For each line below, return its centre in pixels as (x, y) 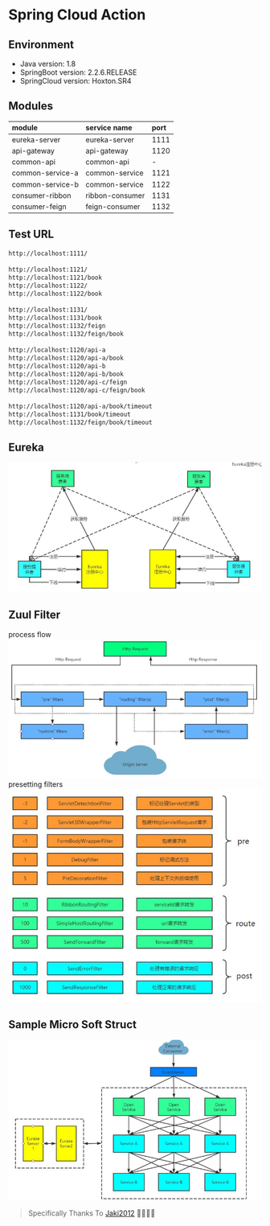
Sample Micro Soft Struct (72, 1024)
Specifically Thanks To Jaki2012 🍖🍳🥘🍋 (92, 1213)
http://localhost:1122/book (55, 294)
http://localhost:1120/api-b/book (66, 374)
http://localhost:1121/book (55, 278)
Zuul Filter (35, 615)
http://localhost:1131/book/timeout (70, 415)
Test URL (31, 234)
